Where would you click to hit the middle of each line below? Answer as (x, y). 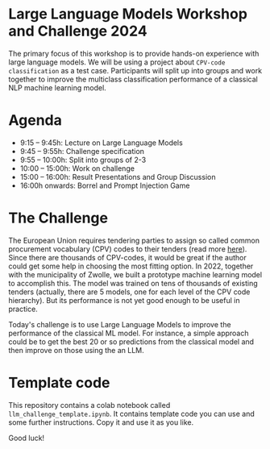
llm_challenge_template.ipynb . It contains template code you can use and (132, 414)
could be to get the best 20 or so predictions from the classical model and (131, 341)
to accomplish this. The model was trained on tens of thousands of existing (133, 283)
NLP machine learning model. (57, 87)
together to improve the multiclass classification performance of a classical (133, 79)
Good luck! (27, 438)
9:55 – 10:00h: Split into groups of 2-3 (83, 160)
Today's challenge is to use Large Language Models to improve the (120, 324)
